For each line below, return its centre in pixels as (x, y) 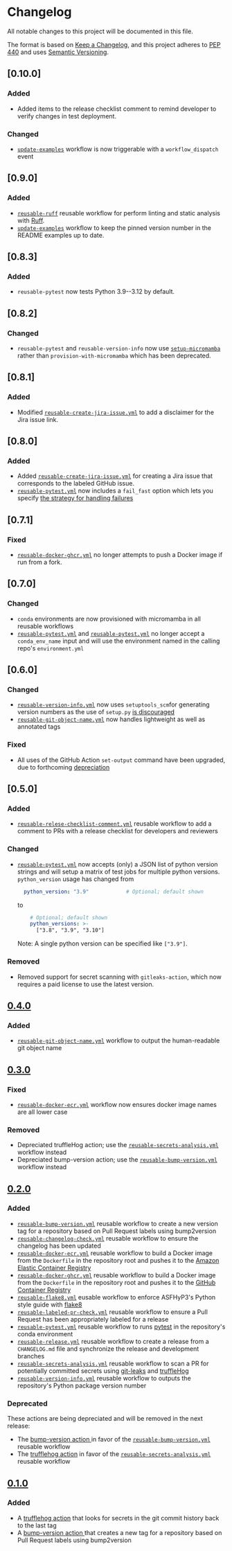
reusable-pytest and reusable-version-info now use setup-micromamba (119, 348)
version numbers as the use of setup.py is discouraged (96, 712)
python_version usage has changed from (75, 879)
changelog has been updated (59, 1246)
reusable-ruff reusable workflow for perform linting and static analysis (118, 213)
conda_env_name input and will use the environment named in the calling (118, 641)
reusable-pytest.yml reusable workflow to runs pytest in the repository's (121, 1327)
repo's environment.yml (51, 648)
